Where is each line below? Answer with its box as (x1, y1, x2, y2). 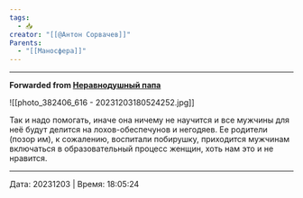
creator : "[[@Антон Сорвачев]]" (9, 30, 131, 39)
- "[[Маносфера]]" (17, 47, 87, 56)
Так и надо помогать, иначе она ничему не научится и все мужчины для (9, 114, 290, 126)
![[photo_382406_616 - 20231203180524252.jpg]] (9, 97, 196, 108)
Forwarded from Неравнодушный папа (9, 80, 161, 91)
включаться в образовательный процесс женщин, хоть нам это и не (9, 143, 274, 154)
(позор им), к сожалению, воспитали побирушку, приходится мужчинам (9, 134, 290, 145)
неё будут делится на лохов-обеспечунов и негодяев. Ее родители (9, 124, 268, 135)
